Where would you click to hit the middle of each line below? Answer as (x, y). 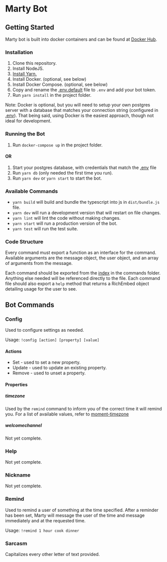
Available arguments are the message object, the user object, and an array (82, 258)
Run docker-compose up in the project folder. (57, 145)
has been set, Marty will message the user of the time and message (75, 515)
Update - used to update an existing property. (59, 368)
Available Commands (32, 191)
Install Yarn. (24, 74)
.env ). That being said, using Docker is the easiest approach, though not (79, 115)
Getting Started (30, 27)
